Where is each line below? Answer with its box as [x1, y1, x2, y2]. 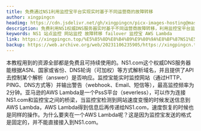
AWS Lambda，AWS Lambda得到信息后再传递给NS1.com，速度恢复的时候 [6, 104, 189, 111]
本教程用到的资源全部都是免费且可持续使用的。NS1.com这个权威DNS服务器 [6, 59, 191, 66]
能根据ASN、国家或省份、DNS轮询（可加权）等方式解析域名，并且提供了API [6, 66, 194, 73]
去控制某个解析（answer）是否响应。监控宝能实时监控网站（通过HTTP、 [6, 74, 185, 81]
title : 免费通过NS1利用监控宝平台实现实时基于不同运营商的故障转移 [6, 8, 154, 15]
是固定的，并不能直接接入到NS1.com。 [6, 118, 102, 126]
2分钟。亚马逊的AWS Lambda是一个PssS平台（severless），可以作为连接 [6, 89, 186, 96]
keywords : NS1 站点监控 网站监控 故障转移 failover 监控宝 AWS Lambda [6, 31, 172, 37]
